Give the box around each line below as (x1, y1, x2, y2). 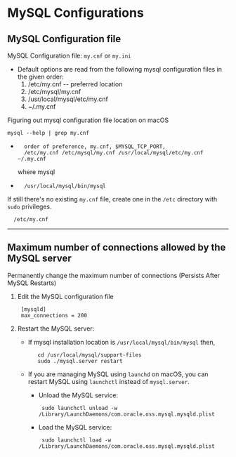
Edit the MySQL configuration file (17, 292, 114, 300)
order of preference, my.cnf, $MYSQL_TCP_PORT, (24, 143, 166, 150)
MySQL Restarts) (7, 279, 57, 287)
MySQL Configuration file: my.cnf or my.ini (7, 51, 131, 60)
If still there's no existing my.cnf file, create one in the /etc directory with (7, 195, 218, 203)
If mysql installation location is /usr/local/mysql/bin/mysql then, (27, 338, 216, 346)
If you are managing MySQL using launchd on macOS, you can (27, 370, 209, 378)
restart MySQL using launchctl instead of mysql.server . (27, 377, 190, 385)
